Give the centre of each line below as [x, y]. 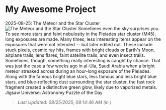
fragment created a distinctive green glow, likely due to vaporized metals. [81, 87]
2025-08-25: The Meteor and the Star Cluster [53, 23]
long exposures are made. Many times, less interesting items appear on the [83, 39]
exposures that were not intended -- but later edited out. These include [79, 44]
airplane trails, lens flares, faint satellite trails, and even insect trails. [75, 55]
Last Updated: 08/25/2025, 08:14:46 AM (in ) [64, 102]
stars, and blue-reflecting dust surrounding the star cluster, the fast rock [80, 82]
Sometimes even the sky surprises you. [119, 28]
